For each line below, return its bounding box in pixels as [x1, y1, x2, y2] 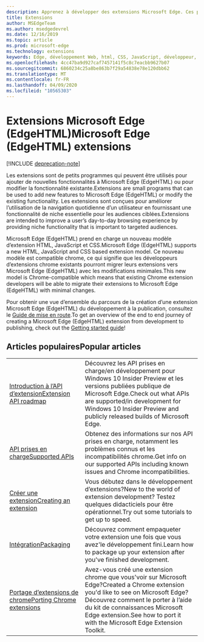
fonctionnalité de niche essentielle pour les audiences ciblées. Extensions [6, 210, 189, 217]
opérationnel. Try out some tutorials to [84, 507, 192, 516]
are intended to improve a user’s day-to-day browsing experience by [6, 217, 178, 224]
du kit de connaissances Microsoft [84, 603, 183, 612]
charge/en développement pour [84, 367, 175, 375]
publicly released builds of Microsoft [84, 412, 189, 421]
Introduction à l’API [9, 382, 63, 390]
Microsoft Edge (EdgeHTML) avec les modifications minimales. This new [6, 267, 186, 274]
